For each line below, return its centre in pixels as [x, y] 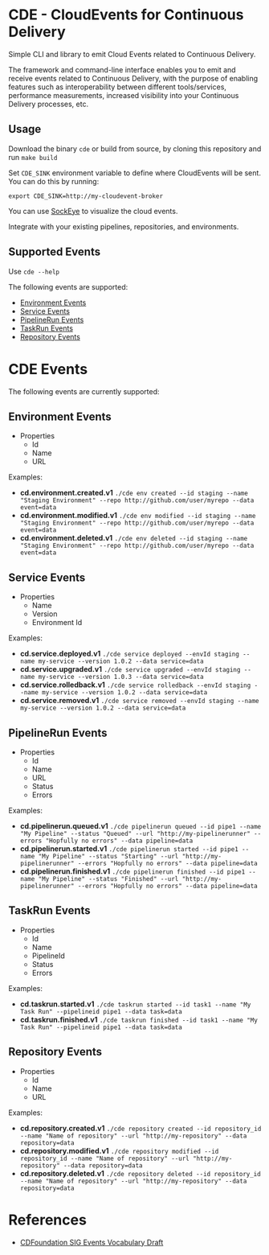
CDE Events [48, 369]
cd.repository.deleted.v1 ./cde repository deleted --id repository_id [140, 1173]
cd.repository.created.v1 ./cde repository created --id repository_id [141, 1128]
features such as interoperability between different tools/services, [118, 87]
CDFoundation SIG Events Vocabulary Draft [92, 1242]
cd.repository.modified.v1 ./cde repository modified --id [119, 1150]
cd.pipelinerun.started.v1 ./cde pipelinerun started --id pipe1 [129, 848]
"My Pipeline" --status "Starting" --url [108, 856]
